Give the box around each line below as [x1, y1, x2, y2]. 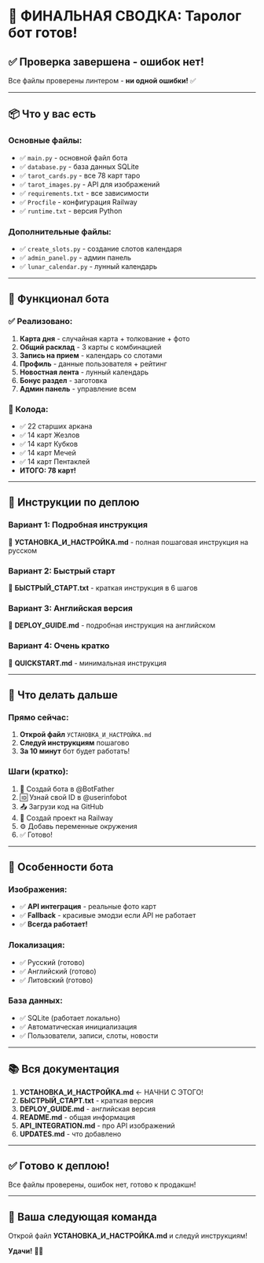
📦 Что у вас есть [8, 108, 97, 121]
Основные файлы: [8, 135, 82, 146]
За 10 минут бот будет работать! [19, 746, 130, 756]
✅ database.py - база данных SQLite [19, 161, 139, 171]
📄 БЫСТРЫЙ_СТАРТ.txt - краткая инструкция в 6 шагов [8, 583, 198, 592]
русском [8, 546, 38, 555]
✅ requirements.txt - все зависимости [19, 188, 149, 197]
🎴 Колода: [8, 403, 49, 414]
